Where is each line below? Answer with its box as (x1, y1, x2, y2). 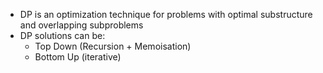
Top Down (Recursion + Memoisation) (34, 40, 192, 52)
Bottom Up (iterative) (34, 51, 122, 63)
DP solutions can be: (19, 30, 106, 41)
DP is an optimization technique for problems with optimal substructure (19, 9, 313, 20)
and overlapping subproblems (19, 19, 144, 31)
